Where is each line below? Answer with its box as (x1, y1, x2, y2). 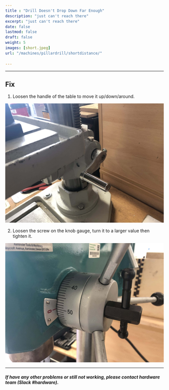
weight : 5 (5, 40, 26, 45)
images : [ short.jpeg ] (5, 45, 51, 50)
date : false (5, 24, 30, 29)
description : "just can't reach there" (5, 13, 89, 19)
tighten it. (12, 233, 33, 239)
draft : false (5, 35, 33, 40)
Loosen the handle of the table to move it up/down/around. (12, 93, 135, 99)
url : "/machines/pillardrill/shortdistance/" (5, 50, 102, 55)
